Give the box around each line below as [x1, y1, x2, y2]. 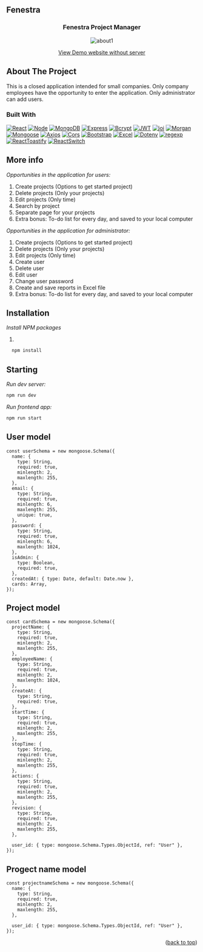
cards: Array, [12, 581, 47, 587]
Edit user [15, 271, 38, 278]
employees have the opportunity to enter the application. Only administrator [6, 89, 196, 96]
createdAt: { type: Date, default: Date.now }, [12, 576, 135, 582]
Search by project [15, 202, 60, 209]
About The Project [6, 66, 77, 77]
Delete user [15, 264, 44, 272]
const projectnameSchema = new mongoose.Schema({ [6, 880, 135, 886]
